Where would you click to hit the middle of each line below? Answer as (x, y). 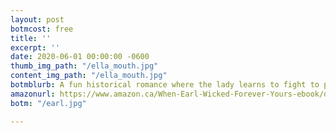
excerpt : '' (35, 47)
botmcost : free (42, 29)
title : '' (31, 38)
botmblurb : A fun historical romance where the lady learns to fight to (165, 85)
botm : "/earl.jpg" (48, 103)
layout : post (37, 19)
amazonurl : (33, 94)
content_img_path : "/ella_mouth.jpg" (89, 76)
